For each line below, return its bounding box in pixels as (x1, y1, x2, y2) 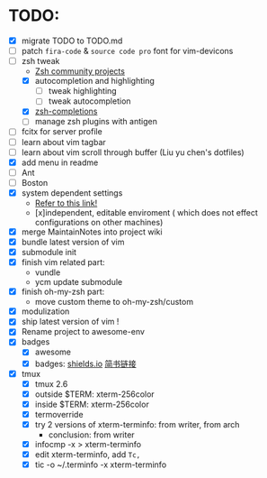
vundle (34, 267, 61, 278)
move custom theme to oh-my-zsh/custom (34, 297, 194, 308)
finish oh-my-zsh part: (21, 286, 105, 298)
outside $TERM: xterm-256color (34, 389, 155, 400)
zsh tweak (21, 56, 60, 67)
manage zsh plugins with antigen (34, 116, 158, 127)
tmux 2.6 (34, 378, 68, 389)
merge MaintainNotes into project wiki (21, 226, 163, 237)
